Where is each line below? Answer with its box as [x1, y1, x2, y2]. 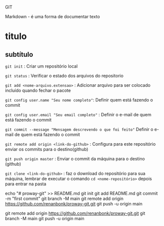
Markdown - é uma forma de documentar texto [5, 14, 100, 19]
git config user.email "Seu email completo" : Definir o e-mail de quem [5, 112, 152, 117]
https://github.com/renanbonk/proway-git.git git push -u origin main [5, 201, 142, 206]
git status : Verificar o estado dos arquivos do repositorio [5, 73, 124, 78]
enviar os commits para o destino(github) [5, 147, 88, 152]
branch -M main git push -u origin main [5, 216, 84, 221]
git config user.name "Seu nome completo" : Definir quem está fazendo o [5, 97, 153, 102]
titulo [5, 31, 27, 42]
